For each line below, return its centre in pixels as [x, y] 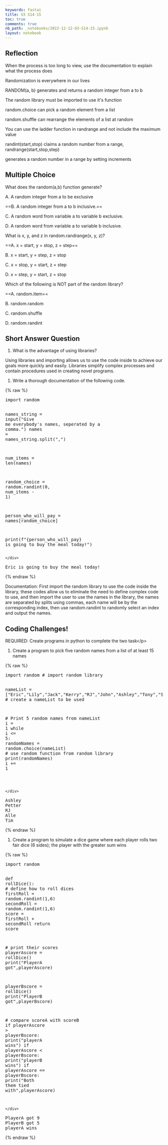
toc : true [15, 19]
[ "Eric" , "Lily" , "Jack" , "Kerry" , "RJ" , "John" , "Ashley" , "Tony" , [82, 695]
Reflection [22, 53]
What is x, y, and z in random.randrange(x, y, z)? [55, 236]
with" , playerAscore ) [30, 1091]
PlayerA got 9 [22, 1118]
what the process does [29, 71]
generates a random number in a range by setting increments [68, 159]
